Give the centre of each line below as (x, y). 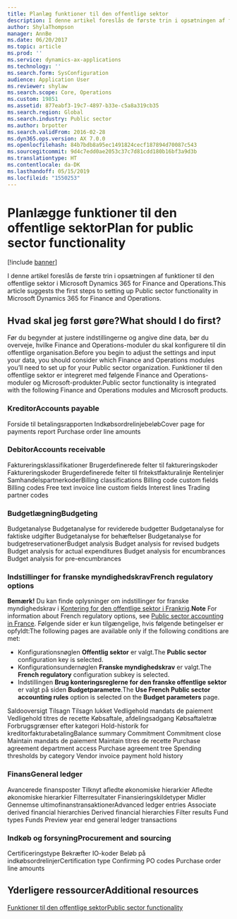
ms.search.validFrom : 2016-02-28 (56, 132)
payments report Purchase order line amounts (74, 431)
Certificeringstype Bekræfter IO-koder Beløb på (77, 853)
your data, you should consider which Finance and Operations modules (111, 360)
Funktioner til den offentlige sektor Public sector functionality (95, 907)
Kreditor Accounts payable (54, 409)
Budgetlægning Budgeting (53, 513)
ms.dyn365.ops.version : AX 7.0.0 (56, 138)
